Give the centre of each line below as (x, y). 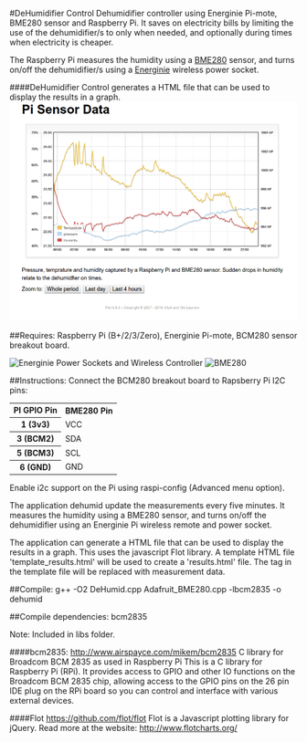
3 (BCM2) (36, 439)
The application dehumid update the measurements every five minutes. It (147, 505)
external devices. (42, 700)
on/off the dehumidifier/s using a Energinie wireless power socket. (134, 69)
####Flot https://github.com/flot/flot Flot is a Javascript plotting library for (149, 718)
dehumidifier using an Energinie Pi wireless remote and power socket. (141, 525)
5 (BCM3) (36, 453)
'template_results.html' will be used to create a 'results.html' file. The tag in (151, 561)
